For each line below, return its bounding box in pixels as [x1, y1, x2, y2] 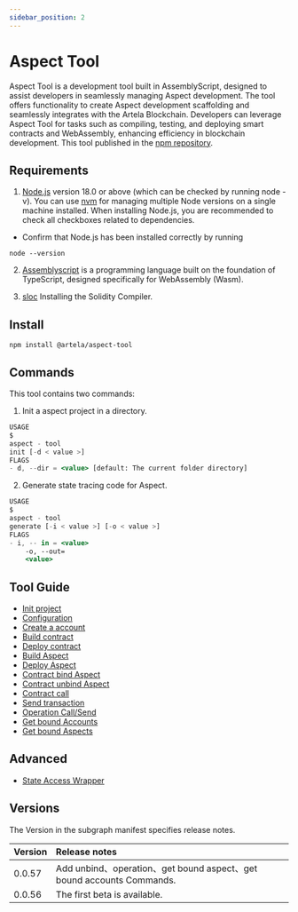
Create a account [21, 623, 86, 633]
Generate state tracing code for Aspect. [21, 480, 168, 491]
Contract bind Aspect [21, 670, 101, 680]
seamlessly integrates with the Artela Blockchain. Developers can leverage [9, 108, 282, 120]
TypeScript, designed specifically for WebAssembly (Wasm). [21, 274, 244, 285]
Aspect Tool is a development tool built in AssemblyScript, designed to [9, 81, 268, 91]
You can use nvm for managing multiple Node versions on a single [34, 196, 277, 207]
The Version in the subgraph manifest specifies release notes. [9, 824, 236, 835]
